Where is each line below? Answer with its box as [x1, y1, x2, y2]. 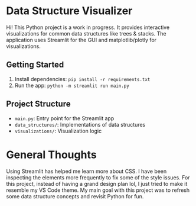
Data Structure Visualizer [6, 4, 133, 18]
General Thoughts [6, 148, 97, 161]
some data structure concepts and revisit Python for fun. [6, 192, 144, 199]
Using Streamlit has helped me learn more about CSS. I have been [6, 168, 167, 175]
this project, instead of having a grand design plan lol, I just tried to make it [6, 180, 188, 187]
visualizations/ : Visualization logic [14, 127, 102, 134]
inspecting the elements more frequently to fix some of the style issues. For [6, 173, 190, 181]
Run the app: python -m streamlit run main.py [14, 82, 130, 89]
